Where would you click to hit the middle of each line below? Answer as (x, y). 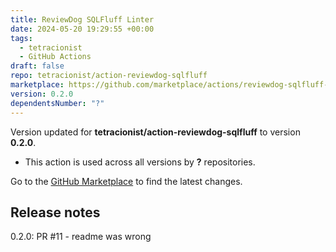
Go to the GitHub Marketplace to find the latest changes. (126, 181)
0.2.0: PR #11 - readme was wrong (81, 237)
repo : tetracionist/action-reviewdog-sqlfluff (109, 76)
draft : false (37, 66)
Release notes (55, 212)
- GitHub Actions (55, 57)
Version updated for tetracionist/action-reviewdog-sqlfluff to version (155, 132)
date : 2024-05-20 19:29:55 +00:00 (82, 29)
